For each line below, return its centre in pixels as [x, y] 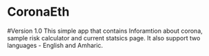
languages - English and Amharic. [55, 45]
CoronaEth [39, 12]
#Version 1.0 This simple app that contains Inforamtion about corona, [105, 31]
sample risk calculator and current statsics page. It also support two [104, 38]
